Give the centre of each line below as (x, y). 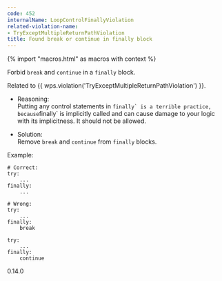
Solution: (30, 135)
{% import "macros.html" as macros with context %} (82, 59)
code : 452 (21, 13)
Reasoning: (33, 99)
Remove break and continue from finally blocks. (87, 142)
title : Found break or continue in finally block (80, 39)
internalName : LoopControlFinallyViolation (71, 20)
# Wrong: (20, 204)
